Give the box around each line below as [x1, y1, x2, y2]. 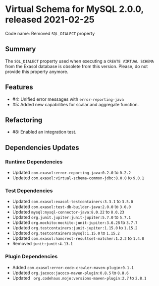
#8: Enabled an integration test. [12, 129, 77, 135]
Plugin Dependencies [5, 253, 58, 260]
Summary [5, 45, 36, 53]
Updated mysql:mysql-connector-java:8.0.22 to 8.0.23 [12, 209, 125, 215]
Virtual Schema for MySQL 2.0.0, [5, 3, 144, 15]
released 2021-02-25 [5, 14, 95, 25]
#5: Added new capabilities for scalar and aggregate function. [12, 101, 139, 107]
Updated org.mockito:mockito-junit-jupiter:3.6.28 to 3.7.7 [12, 219, 138, 225]
